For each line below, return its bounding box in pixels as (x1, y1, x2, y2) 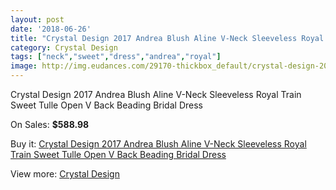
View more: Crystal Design (10, 168, 120, 180)
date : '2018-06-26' (10, 24, 92, 34)
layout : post (10, 14, 65, 25)
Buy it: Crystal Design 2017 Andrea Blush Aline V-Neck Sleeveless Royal (10, 138, 307, 150)
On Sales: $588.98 (10, 119, 90, 130)
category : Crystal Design (10, 42, 118, 53)
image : (10, 61, 38, 71)
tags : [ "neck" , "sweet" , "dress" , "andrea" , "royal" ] (10, 52, 222, 62)
